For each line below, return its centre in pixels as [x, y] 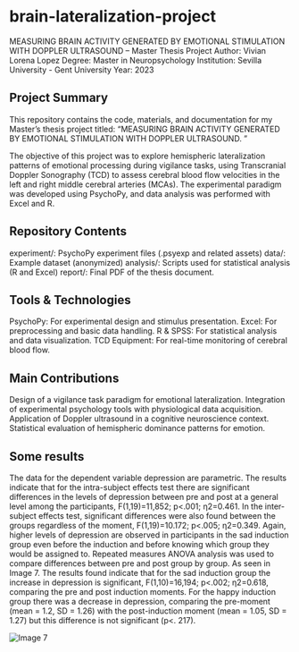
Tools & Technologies [70, 300]
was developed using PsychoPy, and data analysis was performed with [140, 193]
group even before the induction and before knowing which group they [139, 544]
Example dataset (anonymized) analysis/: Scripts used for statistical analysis [150, 262]
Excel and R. [32, 203]
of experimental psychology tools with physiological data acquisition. [136, 410]
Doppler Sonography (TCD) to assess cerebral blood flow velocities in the [145, 174]
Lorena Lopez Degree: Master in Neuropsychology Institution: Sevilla [136, 60]
